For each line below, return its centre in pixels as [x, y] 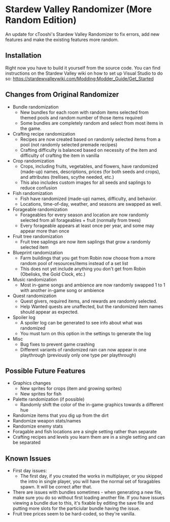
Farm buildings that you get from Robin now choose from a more [88, 258]
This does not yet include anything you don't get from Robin [83, 269]
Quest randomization [35, 296]
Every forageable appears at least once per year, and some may [87, 225]
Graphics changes [32, 383]
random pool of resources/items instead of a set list [74, 263]
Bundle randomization [36, 107]
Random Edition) [41, 20]
